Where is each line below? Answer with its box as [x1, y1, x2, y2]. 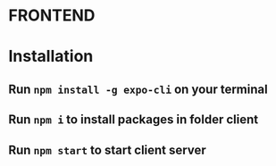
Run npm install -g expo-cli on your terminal [8, 81, 269, 96]
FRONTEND [8, 5, 96, 26]
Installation [8, 46, 94, 67]
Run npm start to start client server [8, 142, 206, 157]
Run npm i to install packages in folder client [8, 112, 259, 128]
